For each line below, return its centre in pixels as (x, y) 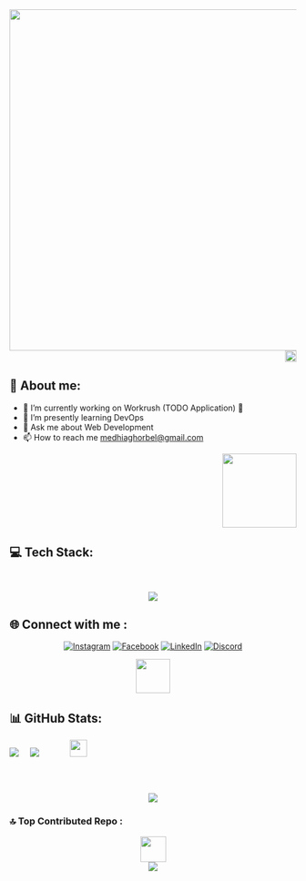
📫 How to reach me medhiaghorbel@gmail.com (113, 437)
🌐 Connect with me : (68, 625)
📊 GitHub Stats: (56, 718)
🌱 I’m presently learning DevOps (83, 417)
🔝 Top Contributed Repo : (66, 821)
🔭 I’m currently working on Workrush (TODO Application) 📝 (133, 408)
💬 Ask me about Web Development (88, 427)
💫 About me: (45, 386)
